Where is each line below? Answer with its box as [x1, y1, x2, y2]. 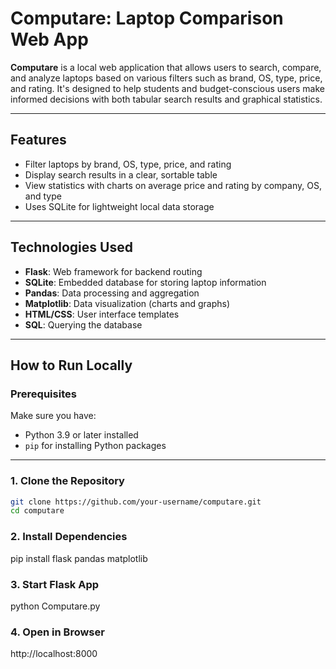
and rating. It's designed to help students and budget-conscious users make [10, 82, 325, 94]
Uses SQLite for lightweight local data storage [24, 200, 215, 212]
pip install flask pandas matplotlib [10, 552, 148, 564]
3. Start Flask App [10, 577, 100, 591]
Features [10, 132, 67, 149]
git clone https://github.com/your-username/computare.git [10, 497, 262, 507]
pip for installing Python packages [24, 440, 167, 452]
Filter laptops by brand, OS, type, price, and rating [24, 158, 232, 170]
